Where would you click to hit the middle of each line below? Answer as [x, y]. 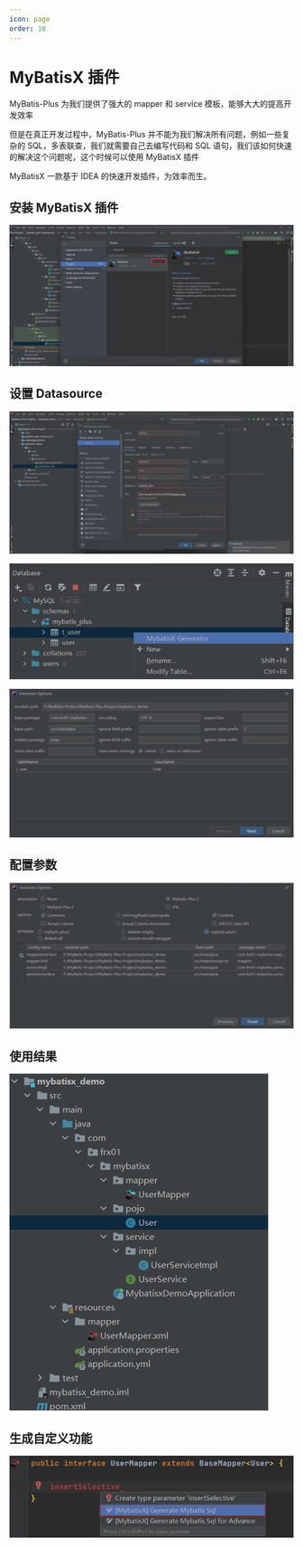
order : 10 [28, 28]
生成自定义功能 [51, 1438]
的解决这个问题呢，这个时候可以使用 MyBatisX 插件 [105, 157]
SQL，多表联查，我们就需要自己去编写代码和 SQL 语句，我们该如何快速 [160, 146]
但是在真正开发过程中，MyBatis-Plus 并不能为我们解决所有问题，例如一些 [146, 135]
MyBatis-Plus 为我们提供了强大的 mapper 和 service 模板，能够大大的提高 [147, 104]
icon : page [30, 19]
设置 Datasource [56, 394]
